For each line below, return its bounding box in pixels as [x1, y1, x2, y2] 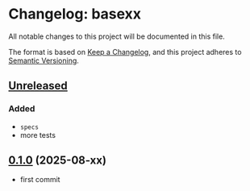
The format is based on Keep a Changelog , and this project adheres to [8, 47, 242, 56]
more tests [19, 130, 56, 139]
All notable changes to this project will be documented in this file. [8, 31, 226, 41]
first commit [19, 175, 60, 185]
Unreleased [8, 79, 69, 93]
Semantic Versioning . [8, 56, 79, 65]
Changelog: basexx [8, 5, 142, 23]
